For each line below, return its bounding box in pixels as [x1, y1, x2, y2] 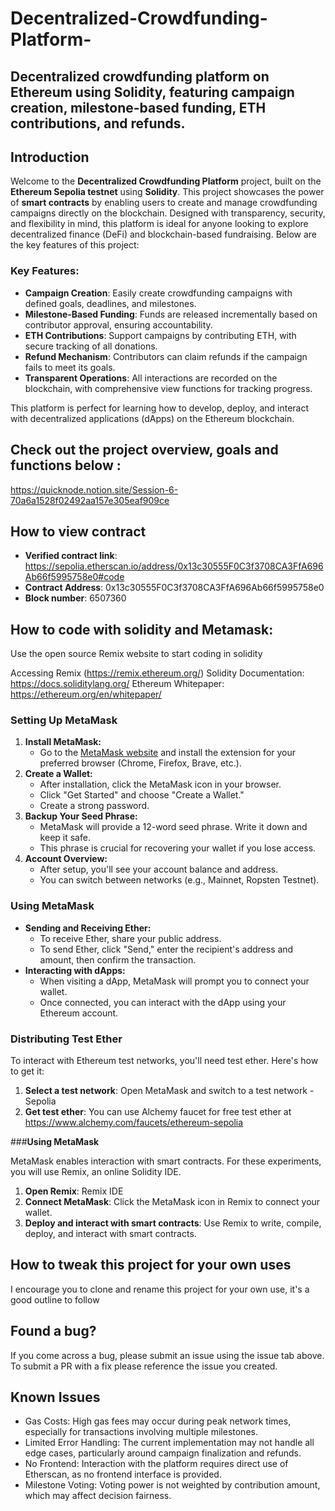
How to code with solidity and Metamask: [10, 621, 274, 638]
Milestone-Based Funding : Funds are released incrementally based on [24, 308, 318, 320]
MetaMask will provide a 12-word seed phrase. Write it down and [39, 821, 308, 833]
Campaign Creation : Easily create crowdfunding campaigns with [24, 287, 293, 299]
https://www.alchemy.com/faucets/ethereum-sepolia [24, 1117, 244, 1129]
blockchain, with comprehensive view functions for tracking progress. [24, 382, 313, 394]
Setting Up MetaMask [10, 713, 118, 727]
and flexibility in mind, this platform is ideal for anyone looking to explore [10, 218, 309, 230]
